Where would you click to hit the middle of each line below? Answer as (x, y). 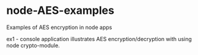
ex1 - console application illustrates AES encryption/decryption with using (99, 39)
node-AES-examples (61, 11)
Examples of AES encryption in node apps (59, 27)
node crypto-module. (33, 45)
